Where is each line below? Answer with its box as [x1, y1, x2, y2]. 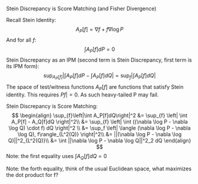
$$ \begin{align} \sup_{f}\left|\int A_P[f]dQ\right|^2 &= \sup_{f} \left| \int [11, 112, 188, 119]
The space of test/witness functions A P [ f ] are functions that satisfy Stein [6, 83, 184, 92]
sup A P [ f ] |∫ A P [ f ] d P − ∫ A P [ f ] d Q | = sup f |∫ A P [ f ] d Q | [43, 72, 156, 81]
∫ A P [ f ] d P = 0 [84, 46, 116, 54]
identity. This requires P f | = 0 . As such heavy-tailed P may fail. [6, 91, 159, 98]
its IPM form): [6, 62, 40, 70]
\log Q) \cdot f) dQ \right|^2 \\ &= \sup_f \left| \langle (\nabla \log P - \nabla [8, 124, 191, 131]
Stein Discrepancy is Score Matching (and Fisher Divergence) [6, 5, 157, 12]
